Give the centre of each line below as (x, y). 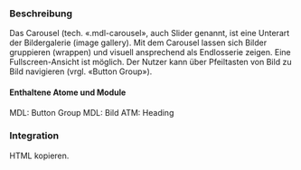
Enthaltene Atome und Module (68, 92)
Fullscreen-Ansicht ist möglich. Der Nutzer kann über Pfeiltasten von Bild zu (150, 62)
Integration (34, 136)
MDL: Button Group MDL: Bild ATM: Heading (92, 112)
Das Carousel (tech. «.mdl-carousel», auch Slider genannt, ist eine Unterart (150, 33)
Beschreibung (41, 14)
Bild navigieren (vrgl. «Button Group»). (81, 71)
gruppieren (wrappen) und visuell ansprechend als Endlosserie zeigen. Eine (150, 52)
